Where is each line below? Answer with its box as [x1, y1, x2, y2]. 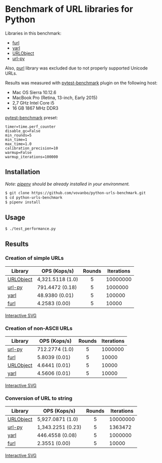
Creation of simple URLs [5, 255, 64, 262]
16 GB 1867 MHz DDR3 [12, 105, 59, 111]
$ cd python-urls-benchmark [5, 195, 63, 200]
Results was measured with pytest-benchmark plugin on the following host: [5, 80, 158, 86]
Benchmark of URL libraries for [5, 3, 134, 15]
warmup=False [5, 150, 32, 155]
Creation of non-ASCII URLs [5, 324, 73, 331]
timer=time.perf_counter [5, 124, 56, 129]
